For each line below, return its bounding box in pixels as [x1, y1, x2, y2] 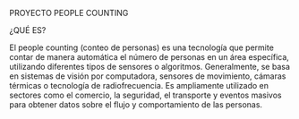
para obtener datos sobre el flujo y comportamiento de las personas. [9, 99, 262, 110]
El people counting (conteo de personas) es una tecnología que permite [9, 42, 275, 53]
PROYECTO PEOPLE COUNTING [9, 8, 129, 18]
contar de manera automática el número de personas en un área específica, [9, 52, 289, 62]
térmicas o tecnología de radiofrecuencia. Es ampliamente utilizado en [9, 81, 269, 90]
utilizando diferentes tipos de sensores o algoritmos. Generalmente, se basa [9, 62, 291, 72]
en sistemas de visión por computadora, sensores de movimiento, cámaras [9, 71, 286, 81]
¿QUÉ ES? [9, 25, 47, 35]
